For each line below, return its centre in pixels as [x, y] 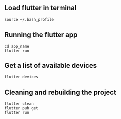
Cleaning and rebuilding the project [60, 92]
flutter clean [19, 104]
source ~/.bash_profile [29, 19]
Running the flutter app [41, 35]
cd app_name [17, 46]
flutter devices [21, 77]
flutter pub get [21, 108]
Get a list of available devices [51, 66]
